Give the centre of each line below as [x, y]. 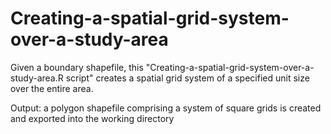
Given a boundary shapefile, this [77, 67]
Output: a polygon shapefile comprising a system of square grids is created [166, 108]
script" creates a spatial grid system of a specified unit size [187, 78]
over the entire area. [52, 88]
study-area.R [37, 78]
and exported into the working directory [92, 118]
